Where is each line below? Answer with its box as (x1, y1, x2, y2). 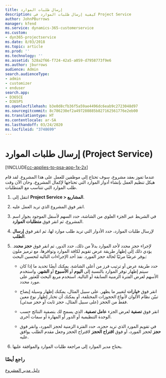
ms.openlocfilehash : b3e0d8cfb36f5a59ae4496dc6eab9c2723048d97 (5, 104, 138, 109)
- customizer (5, 81, 32, 86)
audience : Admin (5, 67, 39, 72)
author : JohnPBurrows (5, 16, 50, 21)
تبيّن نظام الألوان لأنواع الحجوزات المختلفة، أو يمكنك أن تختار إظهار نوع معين (19, 294, 159, 300)
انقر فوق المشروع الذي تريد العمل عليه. (12, 204, 85, 210)
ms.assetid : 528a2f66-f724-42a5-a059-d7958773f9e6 (5, 58, 112, 63)
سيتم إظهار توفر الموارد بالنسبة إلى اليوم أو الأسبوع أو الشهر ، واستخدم (19, 268, 149, 275)
